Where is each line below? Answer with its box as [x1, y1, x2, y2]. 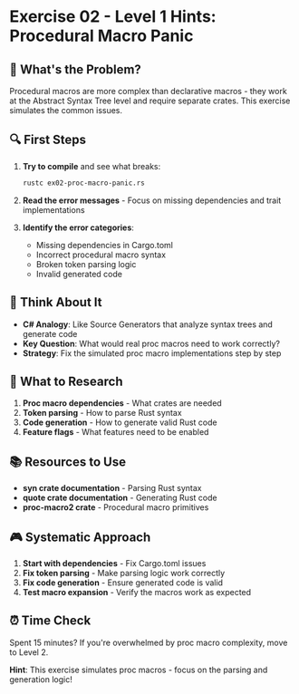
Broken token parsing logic [35, 258, 137, 269]
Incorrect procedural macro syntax [35, 249, 166, 260]
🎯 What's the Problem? [9, 62, 142, 77]
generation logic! [9, 673, 72, 685]
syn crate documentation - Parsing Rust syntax [22, 483, 202, 494]
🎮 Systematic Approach [9, 529, 151, 545]
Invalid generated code [35, 268, 122, 279]
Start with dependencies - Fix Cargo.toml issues [22, 557, 207, 568]
